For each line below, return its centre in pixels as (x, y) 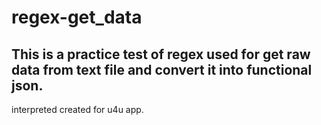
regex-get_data (77, 17)
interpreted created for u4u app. (77, 109)
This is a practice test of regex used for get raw (161, 54)
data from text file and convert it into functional (162, 69)
